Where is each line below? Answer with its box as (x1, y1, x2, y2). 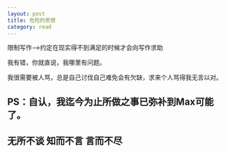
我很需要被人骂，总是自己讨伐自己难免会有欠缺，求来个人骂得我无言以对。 (7, 73, 222, 81)
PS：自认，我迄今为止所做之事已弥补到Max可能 (7, 95, 214, 107)
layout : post (7, 10, 46, 18)
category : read (7, 23, 52, 30)
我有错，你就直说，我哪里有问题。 (7, 58, 106, 67)
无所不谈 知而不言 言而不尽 (7, 135, 123, 147)
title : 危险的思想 (7, 17, 56, 24)
